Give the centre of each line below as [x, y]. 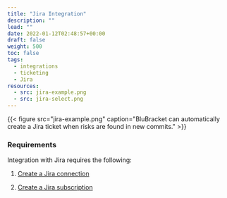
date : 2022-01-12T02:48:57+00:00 [56, 33]
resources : [23, 86]
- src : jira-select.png [48, 99]
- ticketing [31, 73]
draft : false [26, 40]
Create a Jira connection [53, 174]
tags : [15, 60]
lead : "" [20, 27]
